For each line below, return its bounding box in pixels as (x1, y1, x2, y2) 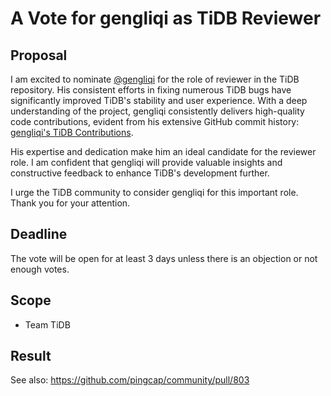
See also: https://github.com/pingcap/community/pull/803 (10, 374, 250, 386)
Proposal (10, 47, 68, 64)
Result (10, 348, 52, 365)
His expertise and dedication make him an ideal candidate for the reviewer (10, 146, 317, 157)
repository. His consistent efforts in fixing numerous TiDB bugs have (10, 84, 292, 96)
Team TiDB (24, 318, 71, 331)
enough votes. (10, 263, 70, 275)
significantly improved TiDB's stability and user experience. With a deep (10, 95, 308, 106)
